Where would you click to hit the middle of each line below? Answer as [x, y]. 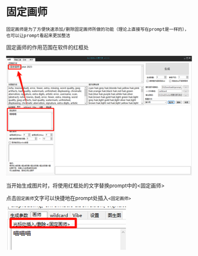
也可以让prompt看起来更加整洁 [38, 35]
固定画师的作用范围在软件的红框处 [47, 47]
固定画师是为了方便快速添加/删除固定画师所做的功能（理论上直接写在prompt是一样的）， [98, 29]
